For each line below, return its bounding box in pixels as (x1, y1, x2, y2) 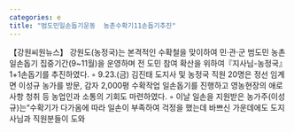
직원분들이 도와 (32, 113, 86, 124)
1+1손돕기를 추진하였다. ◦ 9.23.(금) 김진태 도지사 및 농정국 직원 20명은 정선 (9, 68, 268, 80)
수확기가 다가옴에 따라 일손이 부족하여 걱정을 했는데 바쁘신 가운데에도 (29, 102, 268, 113)
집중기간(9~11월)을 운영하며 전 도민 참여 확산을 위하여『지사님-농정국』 (39, 58, 287, 68)
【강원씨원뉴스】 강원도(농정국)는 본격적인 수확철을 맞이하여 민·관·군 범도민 (9, 46, 270, 58)
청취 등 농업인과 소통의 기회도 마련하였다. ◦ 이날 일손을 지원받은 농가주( (25, 90, 272, 102)
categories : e (9, 12, 62, 22)
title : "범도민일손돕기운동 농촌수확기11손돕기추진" (9, 21, 176, 30)
